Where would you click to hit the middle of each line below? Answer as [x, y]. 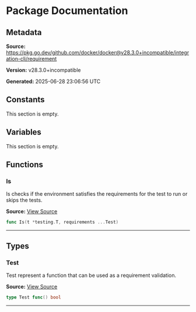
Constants [25, 100]
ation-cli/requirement [32, 59]
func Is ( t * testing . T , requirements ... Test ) [62, 222]
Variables [24, 132]
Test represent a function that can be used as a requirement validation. [91, 275]
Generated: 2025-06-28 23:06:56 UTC [53, 81]
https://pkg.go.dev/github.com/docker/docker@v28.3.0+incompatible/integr [98, 53]
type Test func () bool [34, 297]
